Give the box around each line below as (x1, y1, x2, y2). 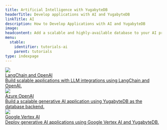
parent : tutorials (14, 49, 52, 54)
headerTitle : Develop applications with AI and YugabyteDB (5, 12, 130, 17)
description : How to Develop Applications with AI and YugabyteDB (5, 21, 146, 26)
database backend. (5, 104, 45, 110)
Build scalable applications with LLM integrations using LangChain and (5, 78, 150, 84)
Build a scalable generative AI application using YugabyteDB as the (5, 98, 143, 105)
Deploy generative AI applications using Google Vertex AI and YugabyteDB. (5, 119, 159, 125)
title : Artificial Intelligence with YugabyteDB (5, 7, 108, 12)
